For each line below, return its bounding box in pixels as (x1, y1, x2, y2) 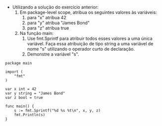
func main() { (5, 104, 35, 109)
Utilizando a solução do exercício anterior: (12, 4, 99, 10)
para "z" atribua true (27, 25, 69, 31)
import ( (5, 69, 23, 74)
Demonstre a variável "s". (27, 51, 79, 57)
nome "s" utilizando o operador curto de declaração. (27, 46, 135, 52)
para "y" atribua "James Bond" (27, 20, 90, 26)
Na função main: (19, 31, 54, 36)
